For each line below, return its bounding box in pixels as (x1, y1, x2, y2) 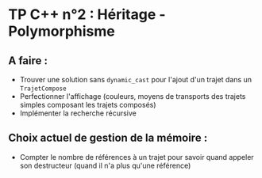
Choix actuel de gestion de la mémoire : (8, 131, 208, 145)
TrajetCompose (19, 85, 67, 93)
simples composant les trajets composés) (19, 100, 156, 109)
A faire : (8, 54, 48, 67)
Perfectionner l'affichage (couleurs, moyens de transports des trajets (19, 92, 246, 100)
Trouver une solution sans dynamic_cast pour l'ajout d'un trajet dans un (19, 75, 252, 84)
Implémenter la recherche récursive (19, 108, 137, 118)
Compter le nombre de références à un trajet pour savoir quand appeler (19, 152, 254, 161)
